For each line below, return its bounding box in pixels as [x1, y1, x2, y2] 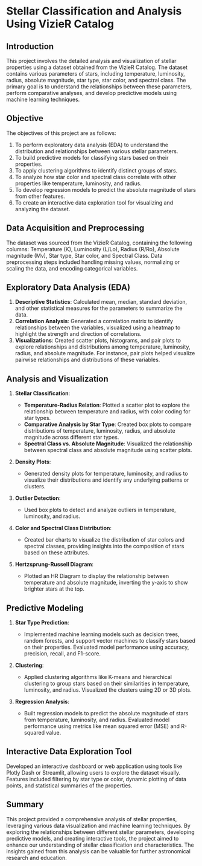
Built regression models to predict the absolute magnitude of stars [24, 710, 189, 717]
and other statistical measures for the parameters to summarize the [14, 304, 183, 312]
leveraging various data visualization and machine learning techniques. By [6, 822, 191, 829]
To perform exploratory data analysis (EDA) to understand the [14, 141, 169, 148]
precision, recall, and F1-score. [24, 650, 101, 657]
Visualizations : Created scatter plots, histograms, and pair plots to [14, 337, 181, 344]
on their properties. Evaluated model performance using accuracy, [24, 643, 189, 651]
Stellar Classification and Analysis [6, 4, 182, 18]
